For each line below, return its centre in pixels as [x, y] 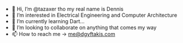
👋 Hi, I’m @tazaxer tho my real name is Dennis [67, 9]
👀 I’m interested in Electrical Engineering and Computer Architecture [94, 15]
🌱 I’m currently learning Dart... [48, 21]
